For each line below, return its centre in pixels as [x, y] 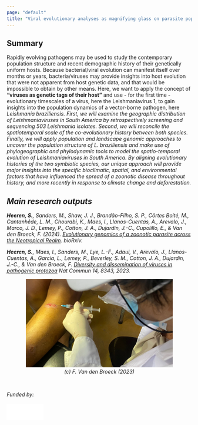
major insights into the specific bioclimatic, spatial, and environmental [92, 170]
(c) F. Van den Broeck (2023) [99, 371]
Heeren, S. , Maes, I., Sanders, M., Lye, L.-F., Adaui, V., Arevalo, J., [87, 252]
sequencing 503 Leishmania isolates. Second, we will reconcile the [88, 126]
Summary [25, 43]
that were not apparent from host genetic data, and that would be [86, 83]
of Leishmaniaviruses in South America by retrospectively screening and [95, 120]
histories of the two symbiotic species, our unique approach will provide [94, 164]
